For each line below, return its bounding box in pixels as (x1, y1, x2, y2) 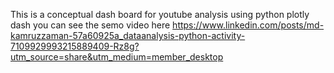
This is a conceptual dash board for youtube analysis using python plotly (10, 9, 310, 20)
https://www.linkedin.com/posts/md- (172, 19, 325, 31)
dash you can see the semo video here (10, 19, 171, 31)
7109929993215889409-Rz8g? (10, 40, 140, 52)
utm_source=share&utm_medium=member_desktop (10, 51, 224, 63)
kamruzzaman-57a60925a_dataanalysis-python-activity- (10, 30, 246, 41)
